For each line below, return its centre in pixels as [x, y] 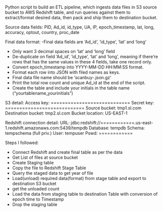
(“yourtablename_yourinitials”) [43, 93]
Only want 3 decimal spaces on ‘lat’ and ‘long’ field [63, 51]
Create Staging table [33, 163]
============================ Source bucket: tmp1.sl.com [73, 108]
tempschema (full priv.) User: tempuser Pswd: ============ [69, 133]
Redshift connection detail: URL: [37, 123]
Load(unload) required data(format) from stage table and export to [79, 178]
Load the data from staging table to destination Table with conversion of [85, 194]
